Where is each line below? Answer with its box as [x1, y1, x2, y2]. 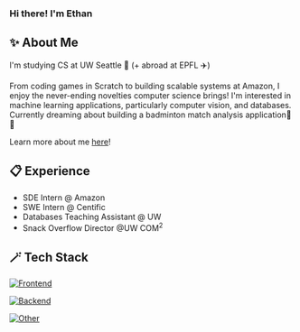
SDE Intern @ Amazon [22, 192, 106, 203]
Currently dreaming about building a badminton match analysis [9, 109, 244, 120]
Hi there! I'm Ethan [9, 7, 93, 20]
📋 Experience [9, 163, 90, 179]
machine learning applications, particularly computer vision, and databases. [9, 99, 292, 110]
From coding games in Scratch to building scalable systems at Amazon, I [9, 80, 280, 91]
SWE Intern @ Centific [22, 201, 106, 212]
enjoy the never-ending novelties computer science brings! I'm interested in [9, 89, 292, 101]
